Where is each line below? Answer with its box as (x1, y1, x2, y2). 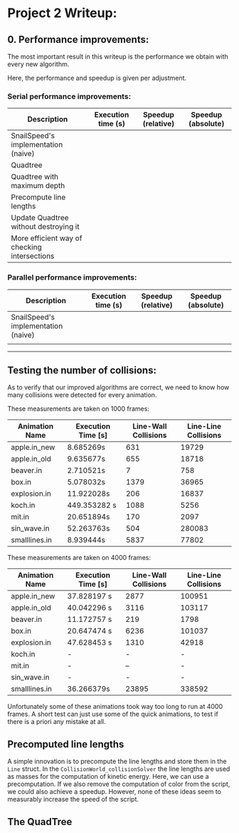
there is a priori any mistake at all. (7, 717, 106, 726)
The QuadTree (7, 815, 73, 828)
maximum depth (11, 180, 65, 190)
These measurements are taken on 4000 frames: (7, 553, 152, 562)
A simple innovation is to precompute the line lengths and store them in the (7, 757, 227, 766)
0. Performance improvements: (7, 34, 149, 46)
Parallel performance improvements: (7, 272, 137, 282)
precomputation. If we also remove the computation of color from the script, (7, 780, 230, 789)
